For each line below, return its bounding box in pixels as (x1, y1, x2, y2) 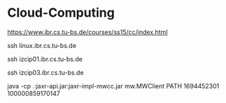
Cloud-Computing (7, 5, 115, 21)
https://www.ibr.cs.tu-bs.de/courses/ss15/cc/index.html (7, 28, 168, 36)
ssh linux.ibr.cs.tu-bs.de (7, 41, 77, 49)
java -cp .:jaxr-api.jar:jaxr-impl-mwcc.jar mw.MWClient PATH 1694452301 (7, 81, 220, 90)
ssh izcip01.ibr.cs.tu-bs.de (7, 54, 83, 63)
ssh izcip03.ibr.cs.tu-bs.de (7, 68, 84, 77)
